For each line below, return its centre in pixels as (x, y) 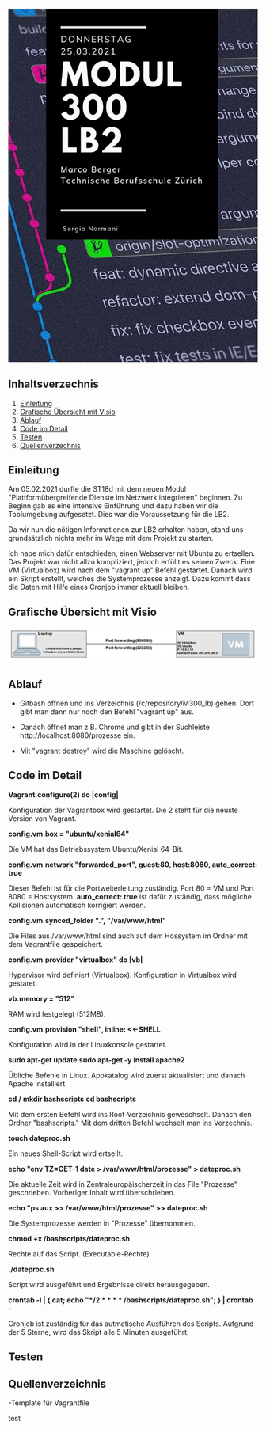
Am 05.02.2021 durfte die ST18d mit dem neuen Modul (97, 489)
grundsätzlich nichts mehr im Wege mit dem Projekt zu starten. (111, 538)
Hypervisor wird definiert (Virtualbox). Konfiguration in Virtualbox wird (123, 975)
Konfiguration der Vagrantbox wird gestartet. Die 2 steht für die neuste (123, 810)
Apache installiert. (38, 1083)
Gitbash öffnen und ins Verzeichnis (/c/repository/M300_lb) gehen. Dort (137, 703)
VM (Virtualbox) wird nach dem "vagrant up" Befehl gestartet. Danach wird (130, 570)
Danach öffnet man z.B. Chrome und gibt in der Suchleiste (114, 727)
